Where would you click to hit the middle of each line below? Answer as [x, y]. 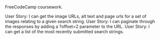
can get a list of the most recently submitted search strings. [64, 32]
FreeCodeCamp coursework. [34, 7]
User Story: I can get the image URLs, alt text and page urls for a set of [76, 16]
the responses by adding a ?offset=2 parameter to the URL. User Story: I [77, 26]
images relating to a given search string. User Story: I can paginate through [80, 21]
